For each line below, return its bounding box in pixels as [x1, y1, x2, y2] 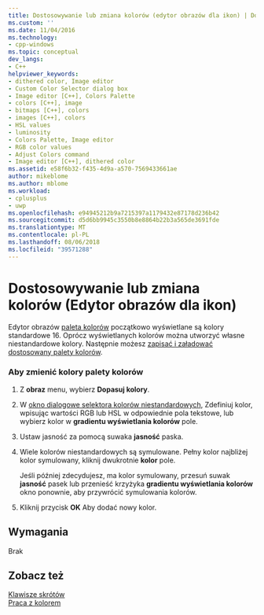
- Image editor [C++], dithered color [8, 158, 135, 166]
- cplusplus [8, 194, 47, 202]
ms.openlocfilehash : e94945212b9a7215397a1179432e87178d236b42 [8, 209, 220, 217]
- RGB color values [8, 143, 72, 151]
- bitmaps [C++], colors [8, 107, 90, 115]
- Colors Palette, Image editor [8, 135, 114, 144]
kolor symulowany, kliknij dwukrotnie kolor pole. [19, 455, 176, 465]
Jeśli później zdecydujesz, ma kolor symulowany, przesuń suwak [19, 470, 230, 480]
